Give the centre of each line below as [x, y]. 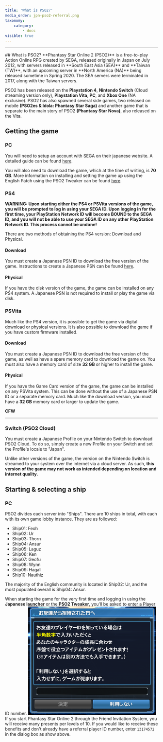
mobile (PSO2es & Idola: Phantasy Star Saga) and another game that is [77, 106]
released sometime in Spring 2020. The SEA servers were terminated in [77, 76]
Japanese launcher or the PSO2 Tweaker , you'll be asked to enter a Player [80, 604]
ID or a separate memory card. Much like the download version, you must [78, 397]
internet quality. [22, 474]
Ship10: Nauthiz [28, 575]
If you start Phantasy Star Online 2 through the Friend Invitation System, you [81, 719]
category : [24, 26]
